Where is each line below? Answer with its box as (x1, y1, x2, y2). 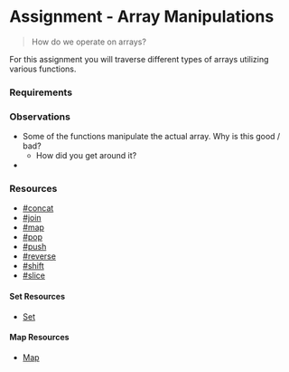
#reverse (22, 251, 57, 262)
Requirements (9, 86, 73, 99)
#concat (22, 203, 54, 214)
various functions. (9, 63, 77, 74)
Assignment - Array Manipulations (9, 6, 275, 27)
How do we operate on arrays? (31, 36, 147, 47)
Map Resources (9, 332, 70, 343)
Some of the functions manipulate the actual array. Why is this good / (22, 131, 281, 142)
